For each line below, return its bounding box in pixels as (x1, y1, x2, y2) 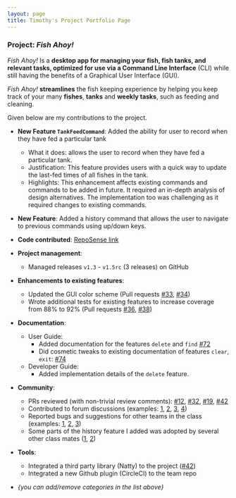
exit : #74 (38, 354, 67, 363)
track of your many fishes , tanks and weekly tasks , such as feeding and (7, 92, 220, 101)
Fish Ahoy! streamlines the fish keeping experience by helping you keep (7, 85, 218, 93)
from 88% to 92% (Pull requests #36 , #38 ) (27, 304, 153, 313)
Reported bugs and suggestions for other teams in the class (27, 411, 202, 420)
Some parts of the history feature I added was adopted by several (27, 427, 219, 435)
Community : (17, 383, 55, 392)
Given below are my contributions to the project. (7, 113, 148, 122)
